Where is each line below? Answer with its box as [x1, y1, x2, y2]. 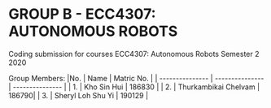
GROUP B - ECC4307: [8, 5, 156, 24]
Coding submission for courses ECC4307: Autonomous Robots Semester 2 [8, 49, 260, 58]
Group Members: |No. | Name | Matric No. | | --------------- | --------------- [8, 73, 264, 83]
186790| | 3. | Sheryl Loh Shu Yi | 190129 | [8, 90, 149, 100]
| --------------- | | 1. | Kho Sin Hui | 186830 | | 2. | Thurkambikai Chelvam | [8, 82, 260, 92]
